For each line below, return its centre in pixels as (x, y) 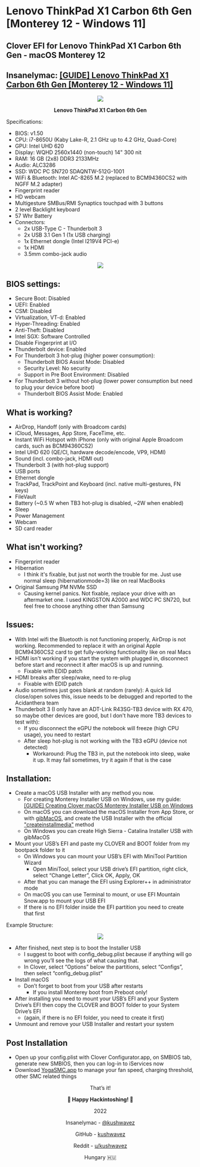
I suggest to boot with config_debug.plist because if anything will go (108, 954)
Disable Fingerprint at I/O (46, 343)
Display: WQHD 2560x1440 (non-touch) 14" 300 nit (78, 152)
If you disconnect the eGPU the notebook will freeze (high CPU (101, 728)
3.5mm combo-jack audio (55, 254)
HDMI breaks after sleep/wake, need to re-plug (73, 677)
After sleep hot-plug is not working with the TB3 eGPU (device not (105, 741)
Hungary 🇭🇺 (100, 1157)
